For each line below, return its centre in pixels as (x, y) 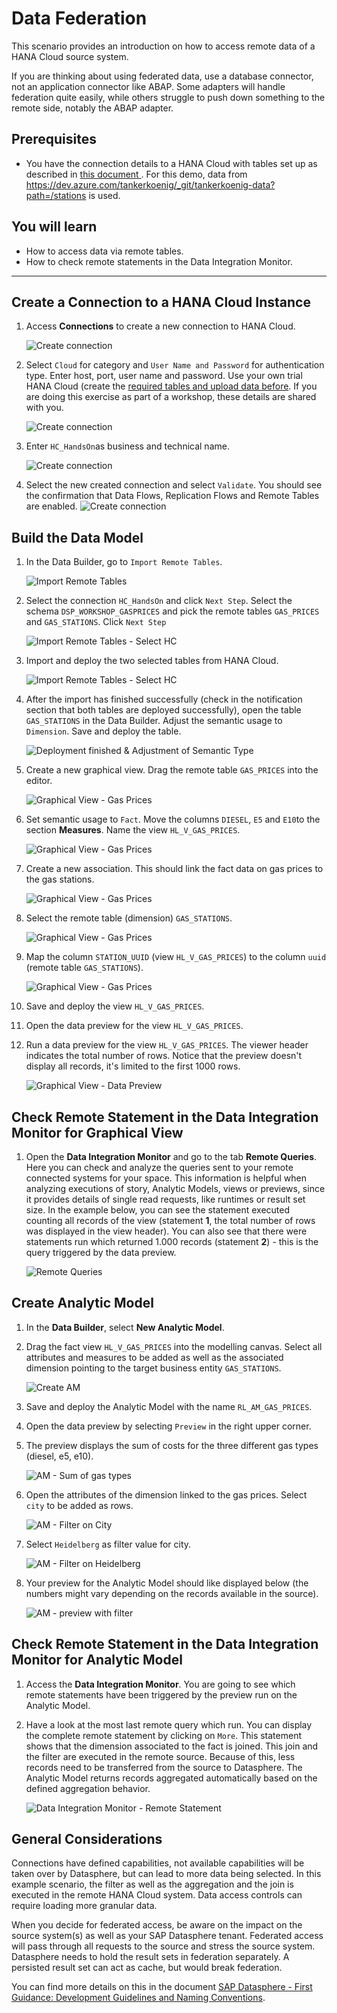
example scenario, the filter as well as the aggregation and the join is (152, 1884)
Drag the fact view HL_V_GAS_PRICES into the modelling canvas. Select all (174, 1346)
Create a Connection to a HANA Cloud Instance (161, 302)
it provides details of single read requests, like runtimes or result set (165, 1199)
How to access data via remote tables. (104, 251)
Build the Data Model (77, 537)
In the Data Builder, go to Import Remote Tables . (124, 562)
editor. (39, 781)
